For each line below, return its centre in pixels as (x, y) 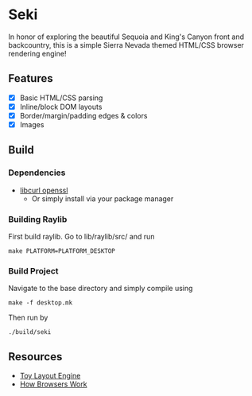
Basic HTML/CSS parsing (61, 98)
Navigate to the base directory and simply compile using (101, 289)
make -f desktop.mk (41, 303)
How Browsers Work (53, 384)
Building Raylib (38, 219)
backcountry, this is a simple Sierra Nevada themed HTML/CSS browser (126, 45)
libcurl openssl (44, 190)
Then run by (28, 318)
